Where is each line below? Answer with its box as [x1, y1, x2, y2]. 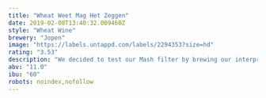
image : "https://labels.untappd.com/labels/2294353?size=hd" [8, 41, 215, 49]
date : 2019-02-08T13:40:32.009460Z [8, 19, 126, 27]
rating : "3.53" [8, 48, 59, 56]
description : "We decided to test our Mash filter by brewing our [8, 56, 232, 64]
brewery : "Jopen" [8, 33, 66, 42]
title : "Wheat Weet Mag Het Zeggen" [8, 11, 129, 20]
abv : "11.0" [8, 63, 47, 71]
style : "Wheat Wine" [8, 26, 77, 34]
